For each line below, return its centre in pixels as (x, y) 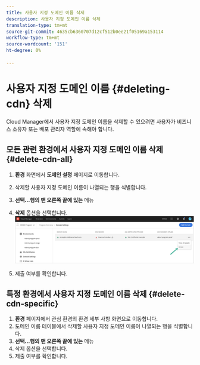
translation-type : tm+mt (37, 25)
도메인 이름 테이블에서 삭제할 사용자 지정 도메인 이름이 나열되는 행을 (93, 326)
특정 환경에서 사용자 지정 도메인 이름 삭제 (76, 294)
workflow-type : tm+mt (33, 38)
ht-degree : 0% (24, 51)
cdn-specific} (32, 304)
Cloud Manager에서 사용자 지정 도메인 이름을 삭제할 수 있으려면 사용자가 (91, 121)
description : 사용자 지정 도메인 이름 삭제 (53, 19)
